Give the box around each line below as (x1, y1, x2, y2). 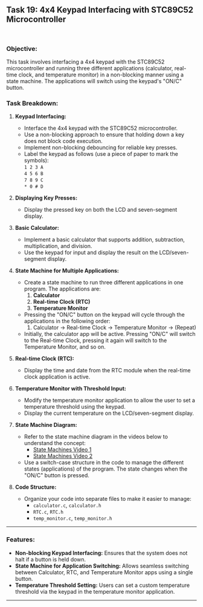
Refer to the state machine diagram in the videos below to (24, 433, 168, 440)
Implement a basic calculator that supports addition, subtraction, (24, 236, 185, 243)
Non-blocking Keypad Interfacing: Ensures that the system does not (14, 549, 188, 557)
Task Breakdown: (6, 99, 59, 108)
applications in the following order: (24, 318, 111, 325)
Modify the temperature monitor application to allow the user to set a (24, 397, 195, 404)
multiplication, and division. (24, 243, 92, 250)
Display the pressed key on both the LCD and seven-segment (24, 206, 178, 213)
